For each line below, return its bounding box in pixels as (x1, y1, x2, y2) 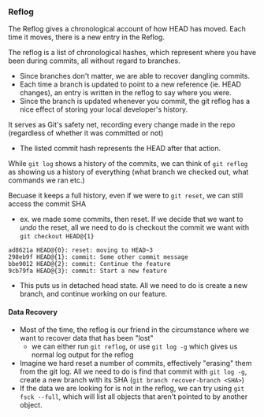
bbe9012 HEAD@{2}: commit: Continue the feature (8, 260, 171, 268)
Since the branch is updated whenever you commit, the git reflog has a (19, 97, 251, 106)
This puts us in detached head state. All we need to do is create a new (19, 281, 248, 290)
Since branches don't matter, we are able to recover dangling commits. (19, 72, 251, 81)
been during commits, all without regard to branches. (8, 56, 180, 65)
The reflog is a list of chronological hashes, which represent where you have (8, 48, 257, 57)
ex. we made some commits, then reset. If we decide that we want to (19, 215, 244, 224)
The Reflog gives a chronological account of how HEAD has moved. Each (8, 24, 247, 34)
